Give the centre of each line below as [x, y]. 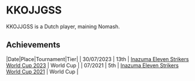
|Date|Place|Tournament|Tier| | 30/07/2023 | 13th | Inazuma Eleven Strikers [97, 59]
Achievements [33, 45]
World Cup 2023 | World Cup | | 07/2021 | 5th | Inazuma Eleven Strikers [93, 65]
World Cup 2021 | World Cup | [42, 72]
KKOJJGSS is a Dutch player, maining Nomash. [63, 26]
